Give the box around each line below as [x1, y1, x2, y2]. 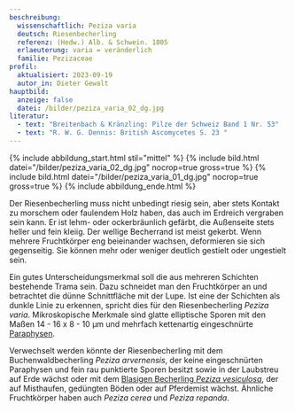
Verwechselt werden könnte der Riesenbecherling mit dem [9, 345, 223, 355]
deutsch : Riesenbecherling [17, 29, 117, 38]
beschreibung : [9, 12, 62, 22]
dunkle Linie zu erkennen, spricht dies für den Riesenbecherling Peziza [9, 299, 269, 310]
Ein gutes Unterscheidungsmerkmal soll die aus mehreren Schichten [9, 271, 259, 282]
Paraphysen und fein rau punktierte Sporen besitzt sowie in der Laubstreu [9, 364, 279, 375]
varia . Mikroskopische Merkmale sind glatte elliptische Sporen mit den [9, 309, 266, 320]
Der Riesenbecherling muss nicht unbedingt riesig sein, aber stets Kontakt [9, 198, 280, 208]
